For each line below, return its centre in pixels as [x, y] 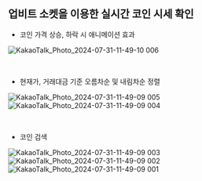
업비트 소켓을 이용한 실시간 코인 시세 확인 [101, 14]
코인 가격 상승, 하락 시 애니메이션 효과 [77, 34]
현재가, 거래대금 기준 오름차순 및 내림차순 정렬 [90, 81]
